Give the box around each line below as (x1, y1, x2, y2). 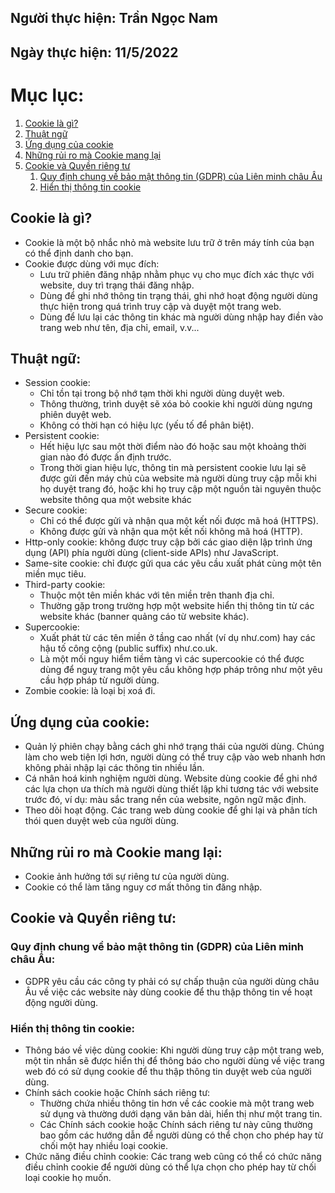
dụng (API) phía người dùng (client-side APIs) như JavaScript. (24, 547, 279, 559)
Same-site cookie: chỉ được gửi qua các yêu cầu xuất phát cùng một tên (24, 557, 322, 570)
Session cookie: (24, 377, 91, 389)
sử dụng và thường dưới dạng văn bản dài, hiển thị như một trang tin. (39, 1107, 323, 1120)
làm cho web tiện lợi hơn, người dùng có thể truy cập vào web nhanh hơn (24, 751, 326, 763)
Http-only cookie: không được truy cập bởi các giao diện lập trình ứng (24, 536, 313, 548)
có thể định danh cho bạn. (24, 247, 134, 259)
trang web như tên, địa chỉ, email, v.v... (39, 321, 200, 333)
